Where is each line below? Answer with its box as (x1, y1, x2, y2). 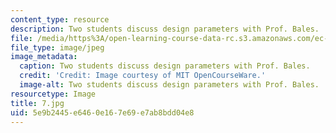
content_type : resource (10, 14, 110, 25)
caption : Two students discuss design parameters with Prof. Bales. (19, 61, 311, 71)
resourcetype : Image (10, 89, 97, 99)
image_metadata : (10, 52, 78, 62)
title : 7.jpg (10, 98, 65, 108)
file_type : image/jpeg (10, 42, 105, 53)
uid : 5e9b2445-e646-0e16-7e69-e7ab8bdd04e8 (10, 107, 195, 118)
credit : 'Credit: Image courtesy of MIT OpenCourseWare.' (19, 71, 267, 81)
